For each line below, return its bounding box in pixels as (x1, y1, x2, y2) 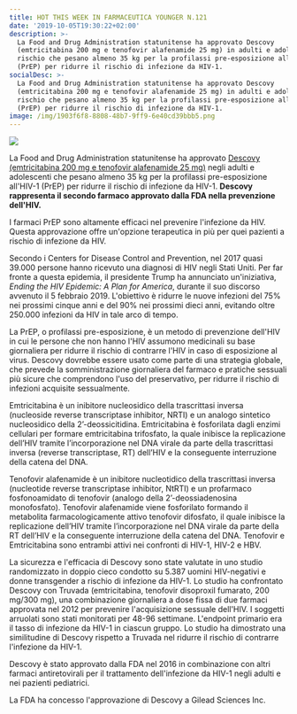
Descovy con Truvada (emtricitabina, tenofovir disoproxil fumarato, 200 (9, 586, 270, 596)
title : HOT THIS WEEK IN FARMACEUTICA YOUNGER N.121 (9, 12, 208, 22)
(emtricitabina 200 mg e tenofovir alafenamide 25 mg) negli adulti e (9, 162, 255, 173)
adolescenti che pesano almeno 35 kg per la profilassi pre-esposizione (9, 172, 268, 182)
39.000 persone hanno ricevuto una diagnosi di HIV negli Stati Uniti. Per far (9, 262, 284, 273)
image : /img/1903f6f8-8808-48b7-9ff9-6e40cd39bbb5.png (9, 112, 216, 120)
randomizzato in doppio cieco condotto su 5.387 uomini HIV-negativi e (9, 566, 267, 577)
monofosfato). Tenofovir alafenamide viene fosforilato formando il (9, 502, 249, 513)
